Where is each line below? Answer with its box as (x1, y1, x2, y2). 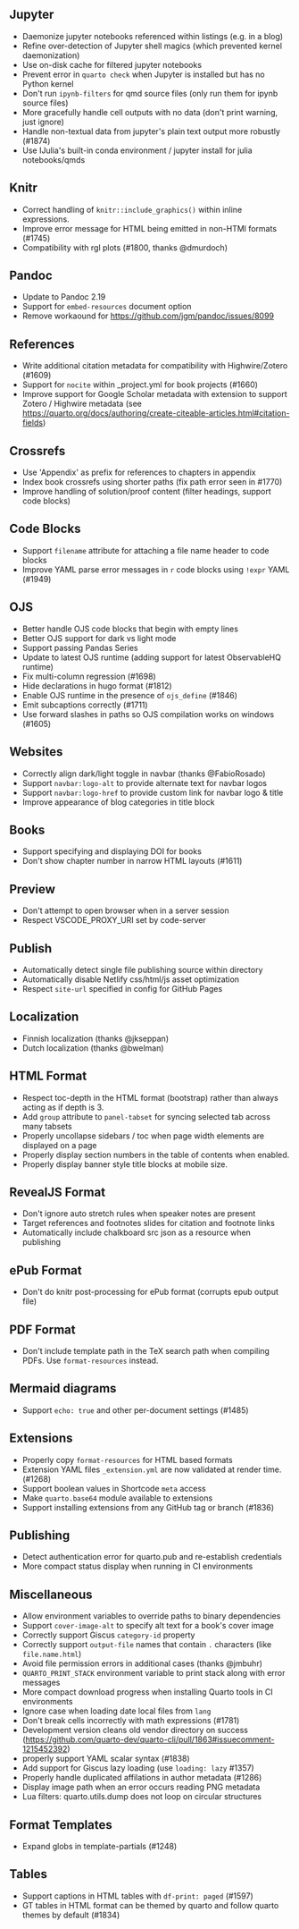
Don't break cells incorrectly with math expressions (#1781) (21, 1715, 240, 1726)
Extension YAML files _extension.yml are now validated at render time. (21, 1464, 282, 1475)
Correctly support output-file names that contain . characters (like (21, 1639, 272, 1650)
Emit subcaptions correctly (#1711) (21, 699, 149, 710)
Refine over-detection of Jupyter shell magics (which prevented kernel (21, 40, 283, 51)
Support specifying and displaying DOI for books (21, 846, 203, 857)
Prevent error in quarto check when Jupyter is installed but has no (21, 69, 265, 80)
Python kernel (21, 78, 74, 89)
